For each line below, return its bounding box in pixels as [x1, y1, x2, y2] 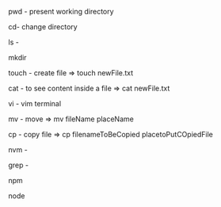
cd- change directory [8, 22, 78, 31]
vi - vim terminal [8, 99, 62, 108]
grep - [8, 160, 29, 170]
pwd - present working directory [8, 7, 114, 16]
